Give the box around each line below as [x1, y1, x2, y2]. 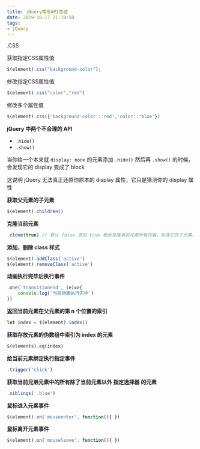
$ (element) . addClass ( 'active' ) [7, 256, 85, 262]
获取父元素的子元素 [7, 196, 55, 203]
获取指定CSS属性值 [7, 55, 55, 62]
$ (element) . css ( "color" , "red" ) [7, 90, 85, 96]
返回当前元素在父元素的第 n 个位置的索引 [7, 307, 108, 315]
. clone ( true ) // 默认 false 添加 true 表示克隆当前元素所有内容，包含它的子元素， [7, 232, 197, 238]
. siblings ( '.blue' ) [7, 390, 56, 396]
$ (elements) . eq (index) [7, 343, 64, 349]
